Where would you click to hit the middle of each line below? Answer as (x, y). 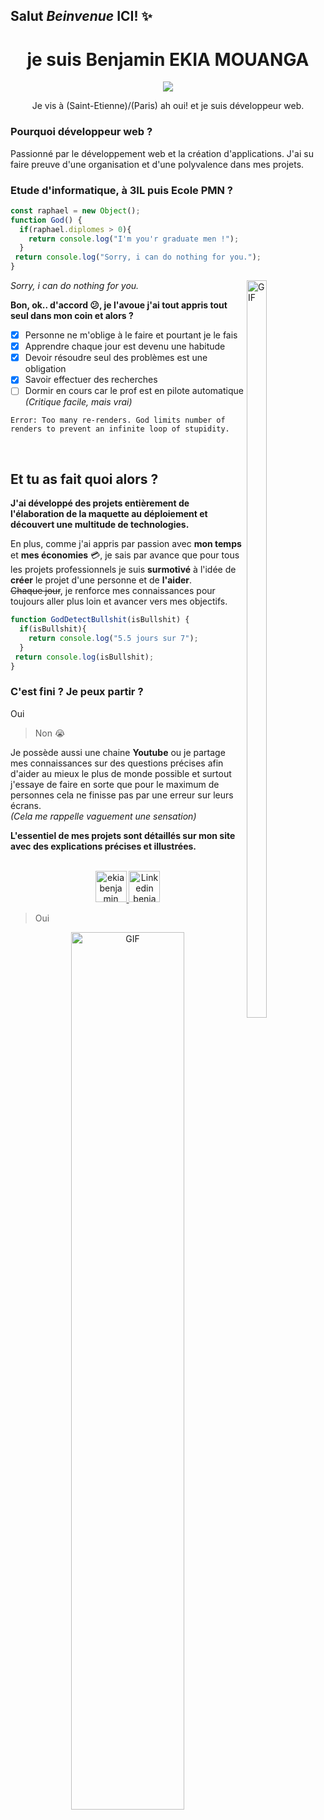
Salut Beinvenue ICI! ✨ (81, 16)
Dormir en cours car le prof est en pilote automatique (134, 391)
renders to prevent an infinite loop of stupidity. (120, 429)
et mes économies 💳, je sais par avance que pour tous (125, 555)
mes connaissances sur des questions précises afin (117, 763)
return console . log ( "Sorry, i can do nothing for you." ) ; (138, 257)
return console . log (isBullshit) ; (84, 657)
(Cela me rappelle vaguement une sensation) (103, 816)
